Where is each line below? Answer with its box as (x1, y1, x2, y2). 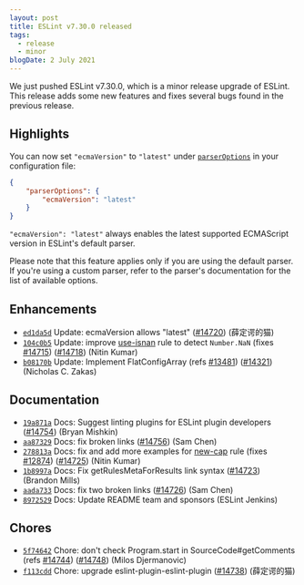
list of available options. (9, 275, 98, 286)
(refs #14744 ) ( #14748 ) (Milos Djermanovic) (22, 554, 187, 565)
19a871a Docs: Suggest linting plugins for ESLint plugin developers (22, 416, 271, 427)
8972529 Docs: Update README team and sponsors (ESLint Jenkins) (22, 494, 279, 505)
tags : (9, 30, 30, 39)
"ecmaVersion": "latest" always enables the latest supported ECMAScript (9, 229, 289, 240)
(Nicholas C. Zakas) (22, 366, 97, 376)
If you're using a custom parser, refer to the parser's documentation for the (9, 265, 291, 276)
